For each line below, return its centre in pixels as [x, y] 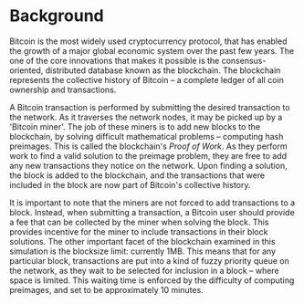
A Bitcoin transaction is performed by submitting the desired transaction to [150, 107]
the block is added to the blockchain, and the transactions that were [137, 175]
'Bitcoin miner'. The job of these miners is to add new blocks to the [135, 126]
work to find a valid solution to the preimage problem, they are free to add [148, 155]
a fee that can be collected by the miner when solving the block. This [139, 222]
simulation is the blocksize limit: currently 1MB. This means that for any [143, 251]
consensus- [244, 60]
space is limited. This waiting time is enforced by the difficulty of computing [152, 280]
